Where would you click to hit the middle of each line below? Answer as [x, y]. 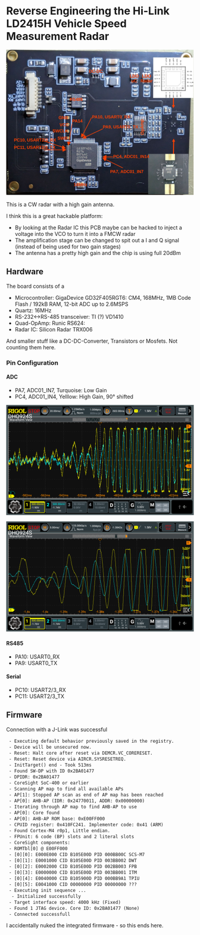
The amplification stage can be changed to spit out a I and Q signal [97, 240]
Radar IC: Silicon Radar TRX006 [54, 329]
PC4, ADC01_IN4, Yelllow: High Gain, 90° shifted [74, 396]
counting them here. [31, 347]
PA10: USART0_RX [37, 656]
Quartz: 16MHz [33, 310]
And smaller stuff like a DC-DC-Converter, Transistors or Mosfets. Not [92, 341]
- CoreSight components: [39, 842]
